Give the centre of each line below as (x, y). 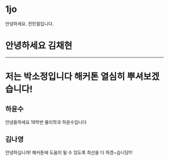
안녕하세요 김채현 (39, 46)
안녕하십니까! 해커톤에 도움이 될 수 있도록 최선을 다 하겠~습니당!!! (69, 152)
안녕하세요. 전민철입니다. (29, 23)
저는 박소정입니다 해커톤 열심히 (65, 77)
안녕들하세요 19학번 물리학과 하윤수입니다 (46, 122)
